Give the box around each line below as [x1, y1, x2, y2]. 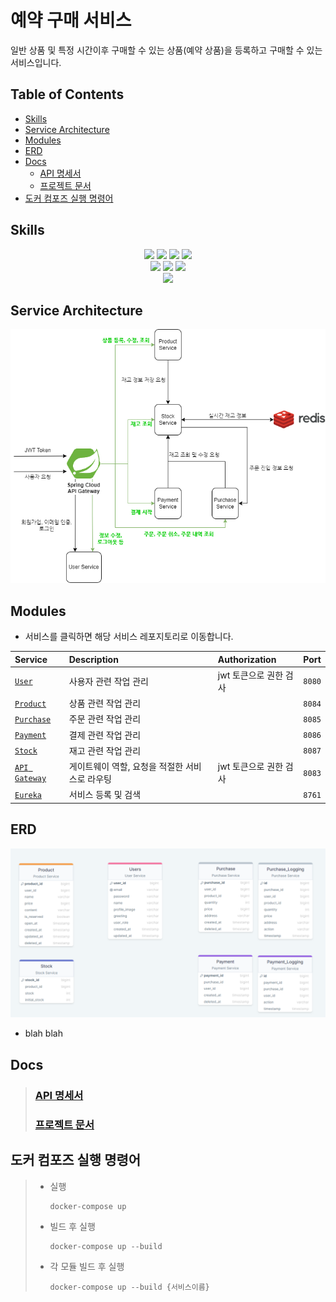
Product [14, 699, 47, 709]
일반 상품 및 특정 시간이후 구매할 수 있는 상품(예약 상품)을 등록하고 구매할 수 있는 [10, 44, 323, 56]
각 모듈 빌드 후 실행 [49, 1260, 125, 1272]
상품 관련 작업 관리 [68, 697, 142, 710]
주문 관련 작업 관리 [68, 713, 142, 725]
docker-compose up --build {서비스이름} [49, 1282, 210, 1292]
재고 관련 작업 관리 [68, 744, 142, 756]
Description [68, 653, 119, 665]
